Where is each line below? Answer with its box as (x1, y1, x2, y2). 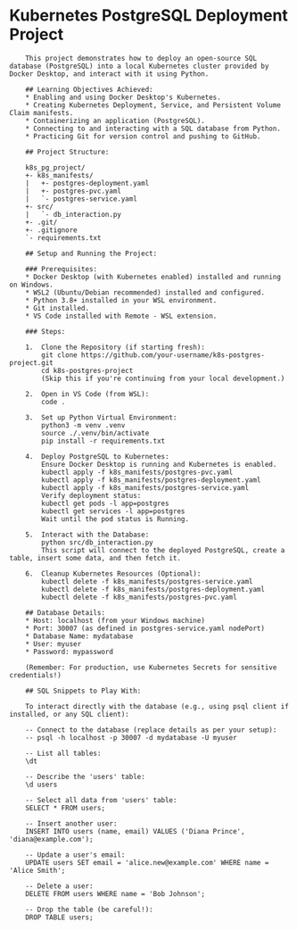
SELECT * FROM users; (25, 803, 105, 812)
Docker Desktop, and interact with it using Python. (9, 69, 210, 79)
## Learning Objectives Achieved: (25, 85, 153, 94)
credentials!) (9, 670, 62, 679)
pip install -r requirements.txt (41, 436, 166, 445)
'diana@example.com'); (9, 835, 94, 843)
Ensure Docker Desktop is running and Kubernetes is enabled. (41, 460, 277, 469)
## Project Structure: (25, 147, 110, 156)
